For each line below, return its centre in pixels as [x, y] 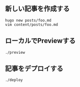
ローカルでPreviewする [40, 41]
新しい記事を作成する [37, 9]
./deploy [14, 80]
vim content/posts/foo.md [31, 24]
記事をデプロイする [34, 69]
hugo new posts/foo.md [28, 20]
